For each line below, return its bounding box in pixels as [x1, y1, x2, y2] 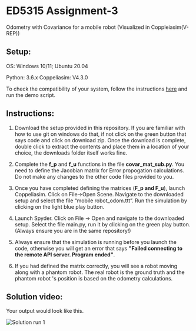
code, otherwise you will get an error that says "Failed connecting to [14, 245, 183, 252]
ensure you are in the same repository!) [35, 227, 131, 234]
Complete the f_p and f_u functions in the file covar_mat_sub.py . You [14, 161, 184, 168]
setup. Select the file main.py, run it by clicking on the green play [14, 220, 172, 228]
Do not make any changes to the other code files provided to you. [14, 173, 174, 180]
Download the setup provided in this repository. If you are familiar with [14, 124, 185, 131]
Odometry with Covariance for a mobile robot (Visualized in [6, 24, 150, 31]
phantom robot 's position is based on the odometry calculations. [14, 275, 173, 282]
